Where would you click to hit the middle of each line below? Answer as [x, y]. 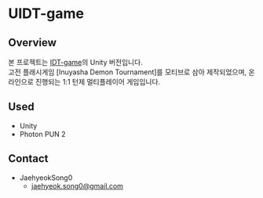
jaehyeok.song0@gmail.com [77, 185]
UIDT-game [46, 14]
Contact [28, 158]
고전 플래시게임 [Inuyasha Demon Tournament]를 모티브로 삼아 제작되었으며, [128, 72]
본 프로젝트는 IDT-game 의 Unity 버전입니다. [75, 62]
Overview [33, 43]
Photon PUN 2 [42, 134]
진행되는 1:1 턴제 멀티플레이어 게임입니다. [98, 82]
